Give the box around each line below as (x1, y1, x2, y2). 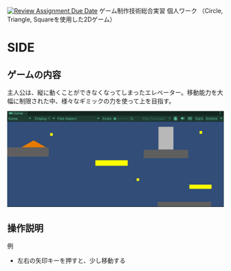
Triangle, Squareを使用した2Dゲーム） (7, 15, 116, 23)
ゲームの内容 (7, 69, 62, 80)
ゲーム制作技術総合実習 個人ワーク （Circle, (99, 7, 223, 14)
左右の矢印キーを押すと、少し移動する (16, 257, 126, 265)
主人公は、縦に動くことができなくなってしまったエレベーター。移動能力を (7, 89, 218, 96)
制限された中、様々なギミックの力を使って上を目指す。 (19, 97, 175, 105)
